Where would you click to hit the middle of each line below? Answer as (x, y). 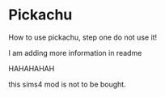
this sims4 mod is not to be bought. (68, 84)
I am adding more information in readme (75, 53)
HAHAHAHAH (32, 68)
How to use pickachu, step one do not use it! (83, 37)
